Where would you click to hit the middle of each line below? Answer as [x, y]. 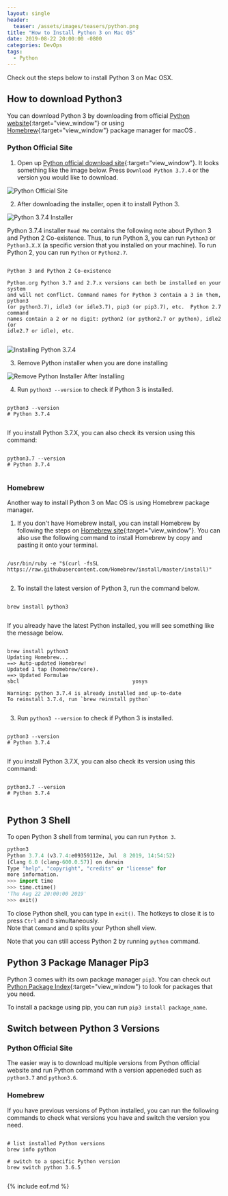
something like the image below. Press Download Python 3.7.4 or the [113, 170]
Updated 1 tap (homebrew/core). [53, 670]
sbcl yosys [77, 682]
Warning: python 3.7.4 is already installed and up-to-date [95, 694]
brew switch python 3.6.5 [44, 1167]
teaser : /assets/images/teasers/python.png [76, 26]
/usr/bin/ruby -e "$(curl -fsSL [53, 564]
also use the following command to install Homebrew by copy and [110, 538]
